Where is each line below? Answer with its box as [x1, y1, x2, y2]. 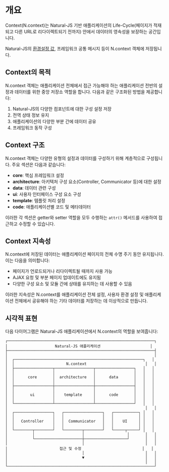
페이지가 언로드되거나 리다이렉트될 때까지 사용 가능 [12, 268, 112, 274]
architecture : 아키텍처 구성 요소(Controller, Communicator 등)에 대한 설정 [12, 179, 161, 185]
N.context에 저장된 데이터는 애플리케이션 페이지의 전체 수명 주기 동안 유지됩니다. [5, 251, 164, 257]
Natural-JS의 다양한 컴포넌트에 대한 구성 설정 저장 [12, 105, 112, 111]
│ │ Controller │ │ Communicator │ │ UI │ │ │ [5, 419, 155, 424]
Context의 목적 [5, 68, 51, 77]
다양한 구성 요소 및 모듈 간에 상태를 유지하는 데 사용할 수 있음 [12, 281, 132, 287]
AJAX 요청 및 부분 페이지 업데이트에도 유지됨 [12, 274, 101, 280]
